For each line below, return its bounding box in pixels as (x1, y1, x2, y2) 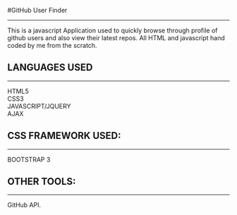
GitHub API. (7, 201, 42, 209)
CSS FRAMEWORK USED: (7, 130, 121, 142)
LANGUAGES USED (7, 61, 93, 73)
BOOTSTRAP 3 (7, 155, 51, 164)
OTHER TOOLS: (7, 176, 76, 188)
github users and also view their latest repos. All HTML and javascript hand (7, 34, 226, 42)
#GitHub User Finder (7, 6, 68, 14)
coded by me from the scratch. (7, 42, 97, 49)
